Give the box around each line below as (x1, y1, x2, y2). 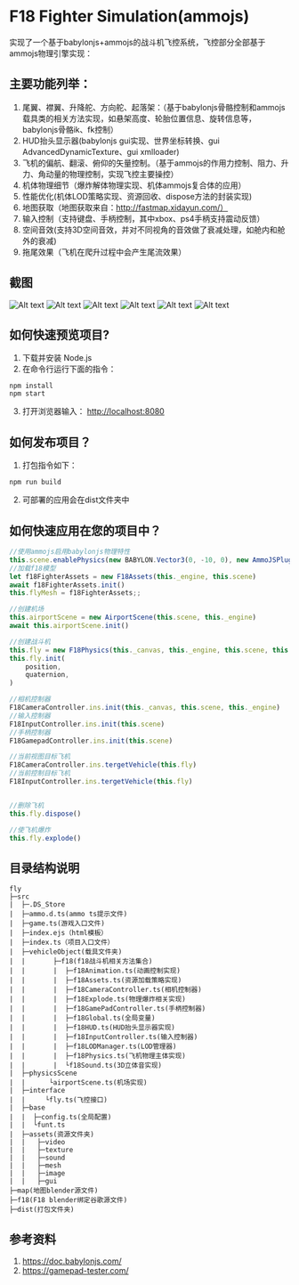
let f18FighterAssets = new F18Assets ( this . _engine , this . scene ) (9, 572, 257, 581)
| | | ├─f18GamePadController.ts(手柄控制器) (9, 1004, 206, 1013)
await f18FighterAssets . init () (9, 581, 125, 590)
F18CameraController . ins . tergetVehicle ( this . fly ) (9, 760, 198, 769)
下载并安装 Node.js (21, 353, 93, 363)
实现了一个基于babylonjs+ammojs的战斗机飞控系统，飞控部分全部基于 (9, 37, 266, 47)
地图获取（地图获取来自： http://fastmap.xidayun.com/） (21, 202, 229, 213)
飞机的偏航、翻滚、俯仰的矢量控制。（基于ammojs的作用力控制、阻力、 (21, 158, 282, 168)
